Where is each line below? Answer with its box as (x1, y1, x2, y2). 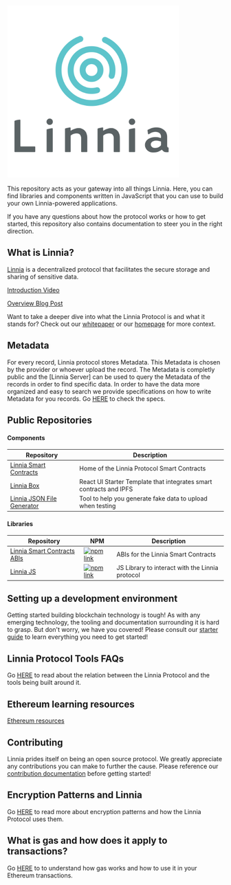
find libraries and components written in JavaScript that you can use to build (7, 192, 223, 200)
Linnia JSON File (10, 494, 57, 503)
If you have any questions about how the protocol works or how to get (7, 212, 206, 221)
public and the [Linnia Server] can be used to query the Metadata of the (7, 373, 211, 381)
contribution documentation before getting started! (7, 769, 151, 778)
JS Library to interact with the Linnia (116, 564, 219, 572)
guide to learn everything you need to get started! (7, 633, 148, 641)
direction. (7, 227, 34, 235)
